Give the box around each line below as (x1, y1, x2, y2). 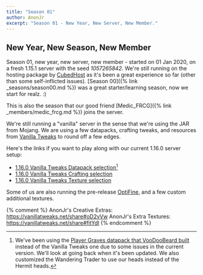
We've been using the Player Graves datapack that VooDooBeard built (14, 236, 190, 244)
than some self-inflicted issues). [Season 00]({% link (6, 78, 138, 85)
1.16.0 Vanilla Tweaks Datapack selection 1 (14, 163, 118, 171)
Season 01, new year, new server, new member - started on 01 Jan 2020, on (6, 58, 196, 66)
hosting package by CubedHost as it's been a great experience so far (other (6, 71, 196, 78)
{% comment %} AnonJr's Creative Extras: (6, 206, 113, 213)
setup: (6, 151, 22, 159)
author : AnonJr (6, 14, 45, 21)
